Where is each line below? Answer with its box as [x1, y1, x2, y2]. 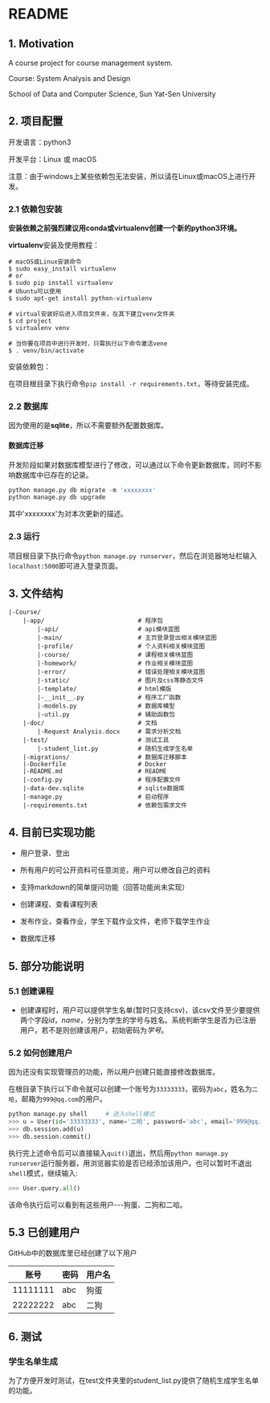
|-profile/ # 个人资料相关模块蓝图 [37, 642, 205, 651]
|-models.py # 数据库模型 [37, 702, 175, 711]
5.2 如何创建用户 [8, 1047, 73, 1058]
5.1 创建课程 [8, 985, 55, 997]
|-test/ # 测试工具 [22, 736, 170, 744]
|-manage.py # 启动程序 [22, 793, 170, 801]
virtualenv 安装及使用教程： [8, 240, 100, 250]
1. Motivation [8, 37, 75, 51]
